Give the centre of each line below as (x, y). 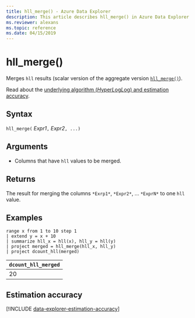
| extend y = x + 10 (31, 236)
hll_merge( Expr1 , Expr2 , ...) (43, 128)
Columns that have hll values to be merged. (68, 161)
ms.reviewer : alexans (32, 22)
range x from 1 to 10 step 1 (41, 231)
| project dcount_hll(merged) (43, 252)
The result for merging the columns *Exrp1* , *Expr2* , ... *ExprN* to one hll (95, 193)
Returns (21, 179)
